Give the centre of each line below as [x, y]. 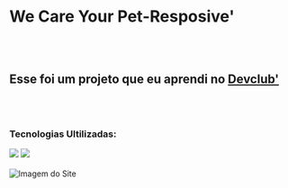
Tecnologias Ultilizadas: [63, 134]
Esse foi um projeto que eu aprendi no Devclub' [144, 80]
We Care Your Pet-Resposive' [122, 17]
